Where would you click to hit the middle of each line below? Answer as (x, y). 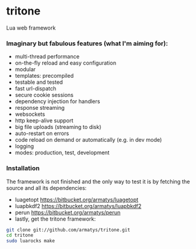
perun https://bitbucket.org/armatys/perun (68, 212)
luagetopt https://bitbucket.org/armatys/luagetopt (77, 200)
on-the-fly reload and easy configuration (66, 63)
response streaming (40, 108)
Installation (23, 168)
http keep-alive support (44, 121)
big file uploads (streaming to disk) (58, 127)
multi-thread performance (47, 57)
